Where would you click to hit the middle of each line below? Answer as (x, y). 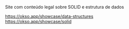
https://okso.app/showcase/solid (39, 22)
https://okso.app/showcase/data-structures (49, 16)
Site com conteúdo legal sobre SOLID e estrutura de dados (64, 7)
